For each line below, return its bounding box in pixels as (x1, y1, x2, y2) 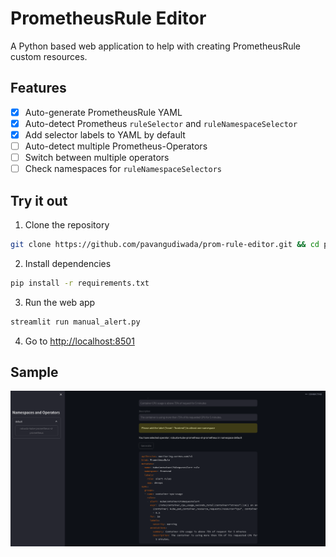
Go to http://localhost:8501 (24, 335, 135, 347)
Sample (10, 363, 59, 381)
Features (10, 80, 67, 97)
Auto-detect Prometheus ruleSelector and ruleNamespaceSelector (24, 117, 298, 129)
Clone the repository (24, 218, 110, 231)
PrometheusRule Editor (10, 7, 207, 30)
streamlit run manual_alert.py (10, 317, 141, 327)
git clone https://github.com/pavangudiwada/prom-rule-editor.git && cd (10, 239, 320, 249)
